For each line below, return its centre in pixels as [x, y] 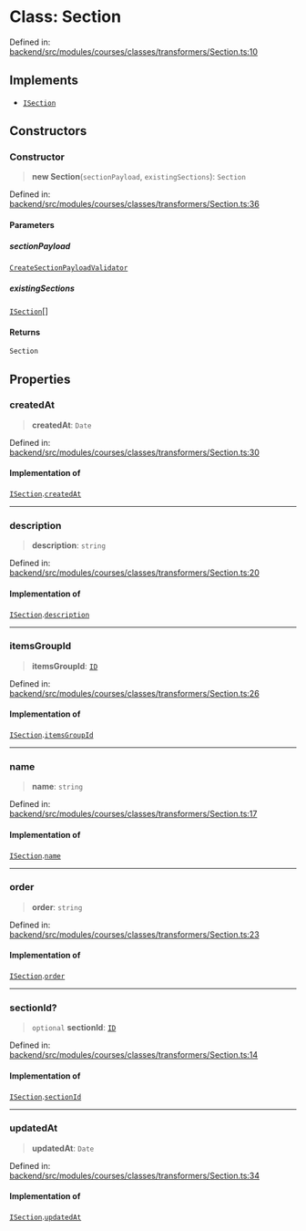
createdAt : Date [61, 425]
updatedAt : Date [63, 1148]
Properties [40, 379]
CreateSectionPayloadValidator [69, 268]
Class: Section [65, 17]
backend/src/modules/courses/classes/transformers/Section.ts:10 [133, 51]
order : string [57, 907]
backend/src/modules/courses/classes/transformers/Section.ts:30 [134, 452]
